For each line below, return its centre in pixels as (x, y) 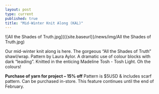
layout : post (18, 9)
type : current (19, 14)
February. (15, 86)
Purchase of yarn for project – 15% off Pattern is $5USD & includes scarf (78, 76)
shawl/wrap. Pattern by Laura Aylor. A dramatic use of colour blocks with (78, 57)
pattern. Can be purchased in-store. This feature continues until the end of (79, 81)
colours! (13, 67)
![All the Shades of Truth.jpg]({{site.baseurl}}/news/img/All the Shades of (78, 37)
